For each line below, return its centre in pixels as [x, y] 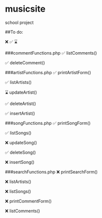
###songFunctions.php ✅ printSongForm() [48, 123]
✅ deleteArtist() [21, 103]
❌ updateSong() [21, 142]
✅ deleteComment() [25, 62]
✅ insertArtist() [20, 113]
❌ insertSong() [20, 162]
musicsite [25, 9]
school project [19, 22]
